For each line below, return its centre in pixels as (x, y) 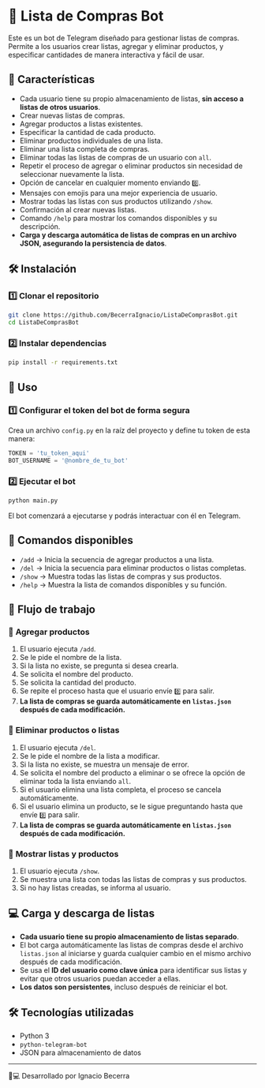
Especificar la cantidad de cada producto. (88, 132)
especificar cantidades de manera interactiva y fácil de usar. (106, 54)
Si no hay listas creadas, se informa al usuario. (95, 888)
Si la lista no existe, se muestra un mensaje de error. (104, 764)
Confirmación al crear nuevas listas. (78, 209)
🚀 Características (52, 79)
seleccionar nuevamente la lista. (72, 174)
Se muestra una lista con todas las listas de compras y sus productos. (133, 880)
